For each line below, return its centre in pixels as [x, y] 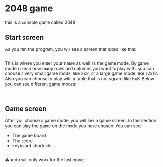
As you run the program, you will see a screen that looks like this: [71, 49]
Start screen [24, 37]
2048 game [29, 9]
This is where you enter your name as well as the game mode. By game [77, 63]
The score [23, 141]
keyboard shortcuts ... [34, 145]
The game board [29, 135]
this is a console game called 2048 [40, 22]
